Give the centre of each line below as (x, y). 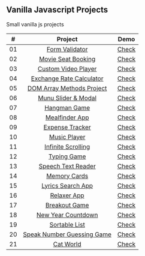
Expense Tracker (67, 127)
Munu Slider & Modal (67, 98)
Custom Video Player (67, 68)
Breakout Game (67, 205)
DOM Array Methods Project (67, 88)
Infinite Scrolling (67, 146)
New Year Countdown (67, 215)
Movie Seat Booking (67, 59)
